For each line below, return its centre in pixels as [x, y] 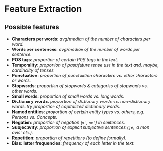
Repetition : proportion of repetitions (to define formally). [69, 138]
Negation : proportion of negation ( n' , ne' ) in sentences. [68, 122]
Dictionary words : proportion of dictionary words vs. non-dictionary [81, 101]
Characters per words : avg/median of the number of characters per [81, 39]
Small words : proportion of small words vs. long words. [68, 96]
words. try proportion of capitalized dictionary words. [66, 107]
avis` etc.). [22, 133]
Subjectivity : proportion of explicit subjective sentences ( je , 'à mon [81, 127]
